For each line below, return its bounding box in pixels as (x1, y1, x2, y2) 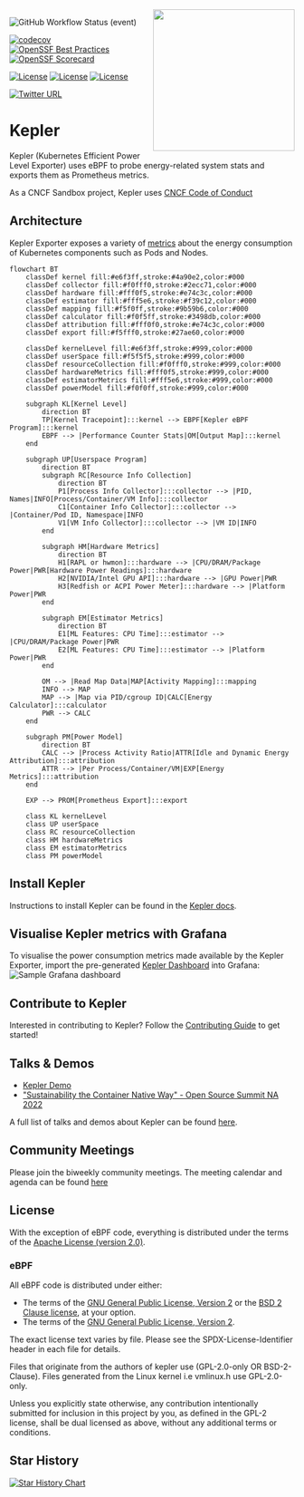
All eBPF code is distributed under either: (9, 1280, 163, 1290)
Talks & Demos (9, 1056, 95, 1071)
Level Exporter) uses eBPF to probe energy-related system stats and (9, 159, 265, 170)
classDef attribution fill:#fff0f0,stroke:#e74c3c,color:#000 (25, 320, 265, 329)
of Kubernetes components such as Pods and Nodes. (9, 246, 209, 257)
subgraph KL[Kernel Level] (25, 399, 128, 409)
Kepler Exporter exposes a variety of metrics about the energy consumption (9, 237, 293, 248)
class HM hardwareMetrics (25, 835, 124, 845)
